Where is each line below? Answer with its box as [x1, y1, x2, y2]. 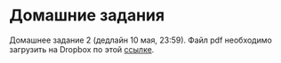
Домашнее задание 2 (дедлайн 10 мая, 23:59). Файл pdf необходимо [9, 35, 273, 45]
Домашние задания [9, 5, 165, 26]
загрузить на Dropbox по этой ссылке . [9, 43, 155, 54]
